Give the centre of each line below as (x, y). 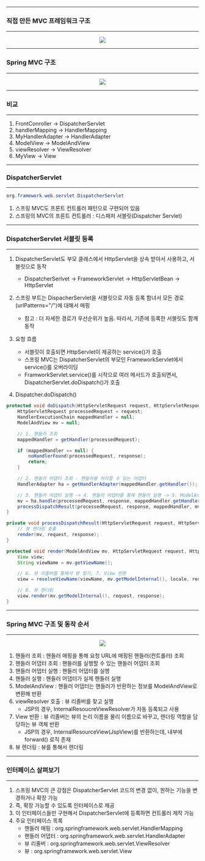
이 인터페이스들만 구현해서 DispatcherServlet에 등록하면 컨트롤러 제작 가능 (104, 813)
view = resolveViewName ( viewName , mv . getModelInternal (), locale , (103, 579)
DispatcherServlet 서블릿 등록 (50, 238)
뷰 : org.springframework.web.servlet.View (78, 851)
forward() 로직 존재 (48, 740)
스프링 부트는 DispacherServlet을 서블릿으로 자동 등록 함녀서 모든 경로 (99, 298)
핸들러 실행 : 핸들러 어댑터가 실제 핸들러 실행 (68, 679)
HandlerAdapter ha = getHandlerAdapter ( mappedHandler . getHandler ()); (108, 484)
